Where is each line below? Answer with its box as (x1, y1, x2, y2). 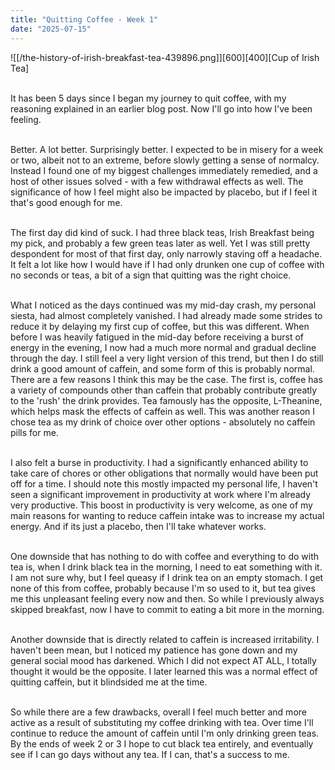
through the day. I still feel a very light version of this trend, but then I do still (10, 352, 324, 364)
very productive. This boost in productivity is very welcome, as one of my (10, 499, 313, 511)
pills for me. (10, 426, 59, 438)
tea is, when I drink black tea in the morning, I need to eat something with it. (10, 561, 323, 573)
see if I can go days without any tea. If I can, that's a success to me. (10, 748, 290, 760)
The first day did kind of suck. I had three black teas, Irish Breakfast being (10, 226, 315, 238)
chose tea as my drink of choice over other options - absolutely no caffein (10, 416, 316, 428)
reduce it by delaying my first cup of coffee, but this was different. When (10, 320, 310, 332)
